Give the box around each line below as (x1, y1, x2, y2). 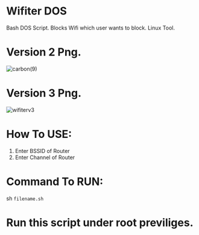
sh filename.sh (6, 195, 44, 202)
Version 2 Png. (6, 45, 81, 59)
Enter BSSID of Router (14, 147, 71, 154)
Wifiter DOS (6, 4, 68, 18)
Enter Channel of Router (14, 154, 75, 161)
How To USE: (6, 128, 72, 141)
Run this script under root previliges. (6, 216, 194, 230)
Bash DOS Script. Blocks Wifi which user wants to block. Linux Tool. (6, 24, 175, 31)
